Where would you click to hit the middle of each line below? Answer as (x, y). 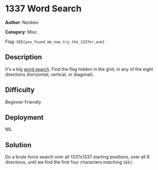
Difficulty (20, 90)
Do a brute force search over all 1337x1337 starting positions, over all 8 (77, 157)
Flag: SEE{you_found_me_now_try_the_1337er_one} (55, 41)
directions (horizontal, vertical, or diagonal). (50, 74)
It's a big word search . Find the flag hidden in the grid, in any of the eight (79, 69)
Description (23, 57)
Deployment (24, 117)
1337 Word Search (43, 9)
